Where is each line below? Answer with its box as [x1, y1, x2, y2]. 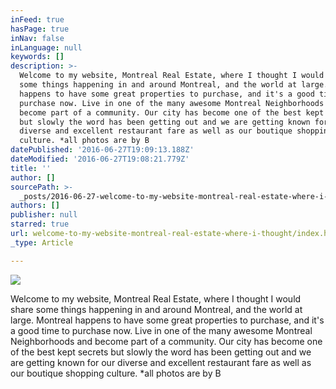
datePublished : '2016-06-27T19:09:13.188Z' [10, 145, 195, 155]
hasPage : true [10, 24, 70, 34]
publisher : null [10, 210, 78, 220]
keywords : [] [10, 52, 65, 62]
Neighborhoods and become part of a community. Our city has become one [10, 335, 323, 347]
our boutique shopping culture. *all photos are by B [10, 367, 222, 379]
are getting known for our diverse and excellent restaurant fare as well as [10, 356, 312, 368]
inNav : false [10, 33, 65, 43]
